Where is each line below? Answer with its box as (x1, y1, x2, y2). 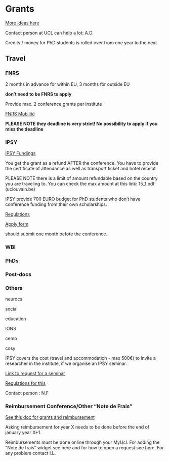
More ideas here (5, 20, 39, 26)
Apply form (5, 221, 29, 227)
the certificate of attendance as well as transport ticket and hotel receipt (5, 165, 156, 171)
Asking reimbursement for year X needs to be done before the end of (5, 424, 150, 430)
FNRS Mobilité (5, 110, 35, 117)
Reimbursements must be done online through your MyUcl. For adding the (5, 439, 160, 445)
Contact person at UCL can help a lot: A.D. (5, 29, 94, 36)
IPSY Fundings (5, 150, 36, 156)
